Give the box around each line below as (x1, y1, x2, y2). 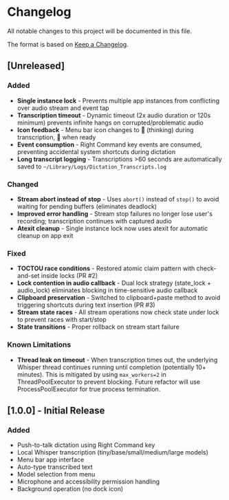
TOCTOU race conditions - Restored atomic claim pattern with (17, 264, 195, 272)
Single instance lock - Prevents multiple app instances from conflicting (17, 96, 220, 105)
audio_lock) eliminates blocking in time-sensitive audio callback (17, 286, 198, 294)
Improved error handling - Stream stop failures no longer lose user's (17, 209, 213, 217)
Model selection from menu (17, 470, 96, 479)
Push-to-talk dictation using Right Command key (17, 441, 155, 449)
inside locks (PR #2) (41, 272, 98, 280)
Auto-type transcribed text (17, 463, 93, 471)
